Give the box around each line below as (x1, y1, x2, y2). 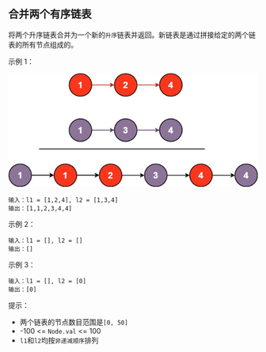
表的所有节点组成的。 (8, 40, 78, 49)
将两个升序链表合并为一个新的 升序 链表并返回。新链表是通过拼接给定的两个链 (8, 30, 256, 40)
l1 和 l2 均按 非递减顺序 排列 (19, 335, 99, 345)
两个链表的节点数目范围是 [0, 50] (19, 317, 128, 327)
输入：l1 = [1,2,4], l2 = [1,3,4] (8, 196, 119, 204)
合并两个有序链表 (8, 7, 92, 21)
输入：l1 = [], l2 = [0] (8, 277, 87, 285)
